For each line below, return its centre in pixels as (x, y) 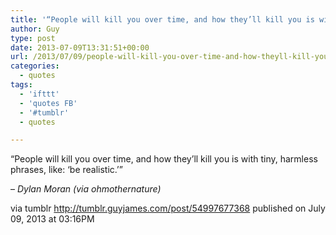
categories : (35, 66)
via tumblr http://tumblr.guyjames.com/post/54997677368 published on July (168, 208)
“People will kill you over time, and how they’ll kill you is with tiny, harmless (164, 159)
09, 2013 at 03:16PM (52, 219)
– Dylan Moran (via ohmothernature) (86, 189)
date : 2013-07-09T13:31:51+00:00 (80, 47)
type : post (33, 38)
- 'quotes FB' (48, 103)
